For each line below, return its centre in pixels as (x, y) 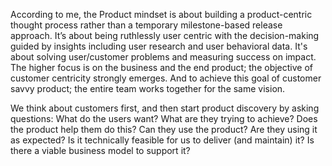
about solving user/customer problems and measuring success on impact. (163, 57)
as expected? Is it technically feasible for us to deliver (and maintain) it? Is (162, 140)
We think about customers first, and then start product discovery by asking (165, 108)
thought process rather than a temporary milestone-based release (146, 25)
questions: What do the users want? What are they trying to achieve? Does (164, 118)
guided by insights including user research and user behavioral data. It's (159, 46)
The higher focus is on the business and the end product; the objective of (162, 67)
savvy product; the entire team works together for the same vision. (148, 88)
